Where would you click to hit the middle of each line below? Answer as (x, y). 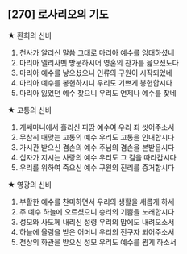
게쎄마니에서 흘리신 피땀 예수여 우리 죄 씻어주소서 (97, 127)
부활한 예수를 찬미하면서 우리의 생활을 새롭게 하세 (97, 202)
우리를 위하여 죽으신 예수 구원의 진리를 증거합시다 (97, 167)
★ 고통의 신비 (29, 110)
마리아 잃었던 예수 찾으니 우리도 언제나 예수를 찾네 (98, 93)
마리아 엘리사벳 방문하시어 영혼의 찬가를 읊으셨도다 (99, 62)
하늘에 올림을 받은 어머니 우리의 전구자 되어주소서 (97, 231)
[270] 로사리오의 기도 (58, 15)
